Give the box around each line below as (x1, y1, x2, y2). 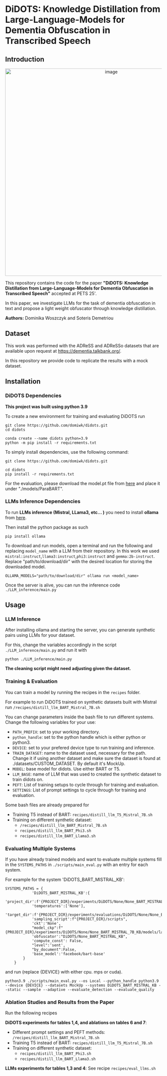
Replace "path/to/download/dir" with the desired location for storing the (5, 558, 153, 564)
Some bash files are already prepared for (5, 802, 89, 808)
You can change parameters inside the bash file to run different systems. (5, 714, 154, 720)
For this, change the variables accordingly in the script (5, 642, 117, 648)
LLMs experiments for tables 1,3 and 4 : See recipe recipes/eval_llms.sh (5, 1066, 156, 1072)
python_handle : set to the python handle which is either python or (12, 734, 146, 740)
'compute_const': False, (31, 939, 83, 944)
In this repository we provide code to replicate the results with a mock (5, 357, 148, 364)
